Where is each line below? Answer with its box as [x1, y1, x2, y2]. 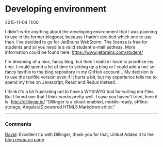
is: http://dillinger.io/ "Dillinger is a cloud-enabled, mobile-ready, [5, 99, 133, 104]
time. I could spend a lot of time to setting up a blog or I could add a [5, 64, 141, 70]
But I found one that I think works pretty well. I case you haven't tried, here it [5, 93, 158, 100]
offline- [134, 99, 149, 104]
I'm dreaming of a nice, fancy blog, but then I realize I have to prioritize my [5, 59, 154, 64]
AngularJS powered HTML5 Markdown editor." [22, 104, 116, 110]
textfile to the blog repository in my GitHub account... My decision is [17, 69, 154, 74]
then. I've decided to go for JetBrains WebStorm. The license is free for [5, 39, 148, 44]
